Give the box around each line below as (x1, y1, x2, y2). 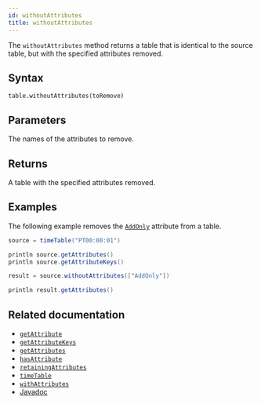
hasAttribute (19, 355, 63, 363)
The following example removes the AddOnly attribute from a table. (8, 221, 222, 231)
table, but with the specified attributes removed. (8, 49, 163, 58)
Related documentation (8, 308, 125, 322)
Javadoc (19, 387, 49, 396)
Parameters (8, 113, 67, 126)
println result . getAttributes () (8, 286, 114, 294)
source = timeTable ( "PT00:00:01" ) (8, 236, 121, 244)
